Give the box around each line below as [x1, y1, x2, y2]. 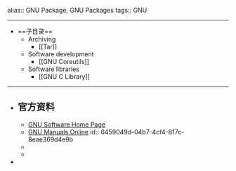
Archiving [27, 35, 56, 43]
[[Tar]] [38, 42, 58, 51]
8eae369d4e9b [27, 135, 74, 144]
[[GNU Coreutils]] [38, 58, 90, 65]
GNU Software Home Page [27, 120, 105, 129]
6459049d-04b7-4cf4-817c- [100, 127, 185, 136]
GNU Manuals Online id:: [27, 127, 100, 136]
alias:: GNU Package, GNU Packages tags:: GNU [7, 6, 147, 14]
